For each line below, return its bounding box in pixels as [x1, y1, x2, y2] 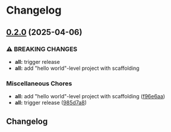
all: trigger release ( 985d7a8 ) [14, 99, 87, 107]
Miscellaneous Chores [6, 79, 72, 88]
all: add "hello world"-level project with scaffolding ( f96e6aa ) [14, 93, 165, 100]
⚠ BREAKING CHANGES [6, 45, 78, 53]
